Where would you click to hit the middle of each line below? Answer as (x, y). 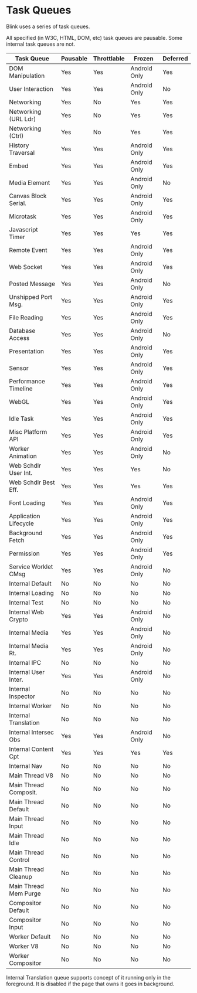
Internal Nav (26, 766)
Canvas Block (28, 196)
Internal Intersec (32, 732)
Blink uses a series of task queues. (48, 26)
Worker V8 (24, 946)
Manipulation (27, 76)
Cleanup (21, 876)
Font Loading (27, 503)
